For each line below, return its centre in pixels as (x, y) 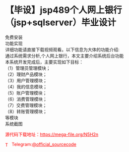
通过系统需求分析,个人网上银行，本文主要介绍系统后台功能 (64, 55)
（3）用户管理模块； (26, 80)
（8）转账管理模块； (26, 111)
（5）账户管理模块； (26, 93)
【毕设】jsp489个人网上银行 (64, 10)
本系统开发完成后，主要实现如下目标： (44, 62)
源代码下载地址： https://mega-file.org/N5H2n (52, 134)
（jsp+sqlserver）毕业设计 (61, 23)
